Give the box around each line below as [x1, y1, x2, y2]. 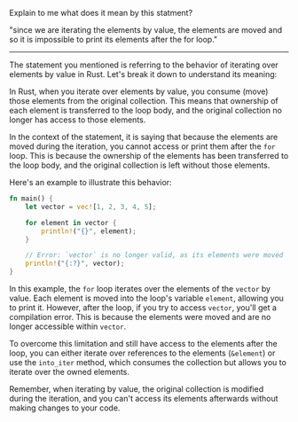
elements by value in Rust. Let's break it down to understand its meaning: [9, 69, 278, 79]
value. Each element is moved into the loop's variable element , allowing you [9, 293, 284, 303]
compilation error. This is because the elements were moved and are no [9, 312, 271, 322]
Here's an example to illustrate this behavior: [9, 177, 172, 187]
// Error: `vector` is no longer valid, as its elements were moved [25, 251, 284, 260]
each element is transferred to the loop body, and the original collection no [9, 105, 282, 115]
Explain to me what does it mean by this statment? [9, 8, 193, 18]
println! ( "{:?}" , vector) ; [25, 259, 125, 269]
